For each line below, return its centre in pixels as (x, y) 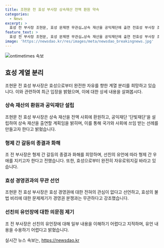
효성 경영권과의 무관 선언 (32, 181)
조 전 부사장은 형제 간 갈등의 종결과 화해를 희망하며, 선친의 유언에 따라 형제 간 (79, 155)
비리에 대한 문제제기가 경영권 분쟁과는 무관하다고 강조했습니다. (70, 198)
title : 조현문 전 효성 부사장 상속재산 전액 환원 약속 (52, 10)
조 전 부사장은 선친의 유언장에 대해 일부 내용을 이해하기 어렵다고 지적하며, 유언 (79, 224)
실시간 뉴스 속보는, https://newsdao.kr (42, 240)
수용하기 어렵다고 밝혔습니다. (41, 229)
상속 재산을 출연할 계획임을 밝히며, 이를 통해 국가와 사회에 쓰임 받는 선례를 (88, 123)
